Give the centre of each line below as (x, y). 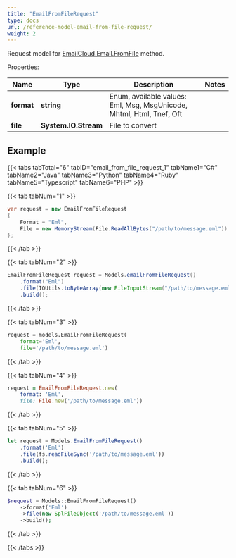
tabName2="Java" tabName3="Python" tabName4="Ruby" (93, 175)
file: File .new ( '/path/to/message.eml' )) (81, 401)
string (51, 105)
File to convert (133, 125)
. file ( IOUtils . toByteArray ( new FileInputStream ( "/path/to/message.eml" (127, 289)
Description (153, 85)
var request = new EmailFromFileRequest (67, 209)
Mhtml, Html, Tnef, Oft (146, 114)
